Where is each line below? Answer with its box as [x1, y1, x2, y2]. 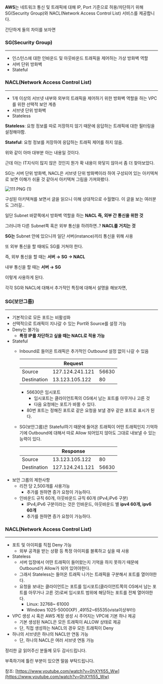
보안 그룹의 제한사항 [12, 477, 50, 482]
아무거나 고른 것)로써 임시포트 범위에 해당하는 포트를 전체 [28, 590, 136, 596]
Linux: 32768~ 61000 [26, 601, 69, 607]
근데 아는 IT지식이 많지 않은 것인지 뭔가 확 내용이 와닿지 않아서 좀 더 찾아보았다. [5, 160, 155, 166]
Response [61, 447, 85, 454]
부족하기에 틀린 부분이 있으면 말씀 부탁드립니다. [5, 658, 95, 664]
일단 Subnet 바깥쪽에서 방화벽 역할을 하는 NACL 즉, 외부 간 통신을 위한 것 [5, 212, 144, 218]
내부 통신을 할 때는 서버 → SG [5, 264, 62, 270]
